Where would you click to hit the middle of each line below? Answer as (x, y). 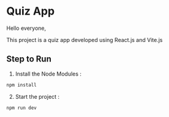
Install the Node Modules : (48, 74)
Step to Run (29, 59)
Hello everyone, (26, 28)
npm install (21, 85)
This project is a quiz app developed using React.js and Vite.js (85, 40)
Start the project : (37, 96)
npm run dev (21, 108)
